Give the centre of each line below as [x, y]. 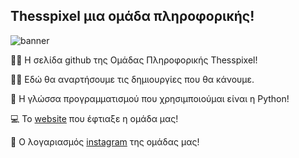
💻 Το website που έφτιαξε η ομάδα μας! [94, 118]
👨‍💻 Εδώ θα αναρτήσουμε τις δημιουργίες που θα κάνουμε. [132, 79]
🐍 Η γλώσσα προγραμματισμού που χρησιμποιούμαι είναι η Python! [150, 98]
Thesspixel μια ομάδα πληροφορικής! [132, 16]
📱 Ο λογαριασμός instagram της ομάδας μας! [105, 141]
